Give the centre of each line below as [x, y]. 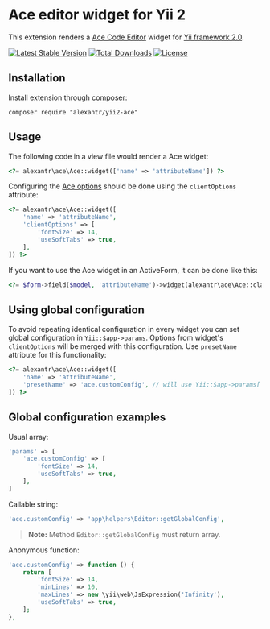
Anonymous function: [44, 550]
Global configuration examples [87, 418]
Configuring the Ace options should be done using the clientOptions [123, 186]
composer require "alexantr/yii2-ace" [73, 112]
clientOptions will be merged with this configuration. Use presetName [123, 346]
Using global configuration [76, 310]
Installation [37, 78]
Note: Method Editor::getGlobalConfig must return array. [124, 534]
